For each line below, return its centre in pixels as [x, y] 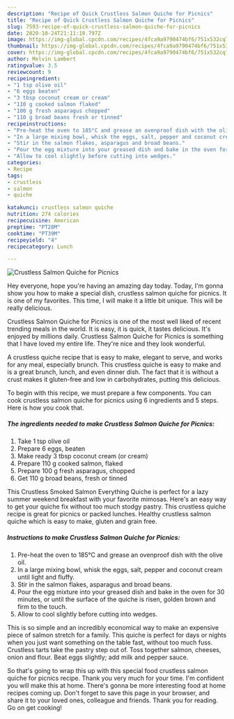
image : [17, 40]
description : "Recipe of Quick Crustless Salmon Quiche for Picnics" [110, 14]
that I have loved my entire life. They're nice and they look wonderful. [107, 344]
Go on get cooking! [35, 708]
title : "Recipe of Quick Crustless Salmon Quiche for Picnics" [101, 20]
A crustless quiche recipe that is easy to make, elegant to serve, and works [115, 357]
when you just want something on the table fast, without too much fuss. [110, 642]
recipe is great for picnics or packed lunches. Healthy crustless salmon [109, 514]
